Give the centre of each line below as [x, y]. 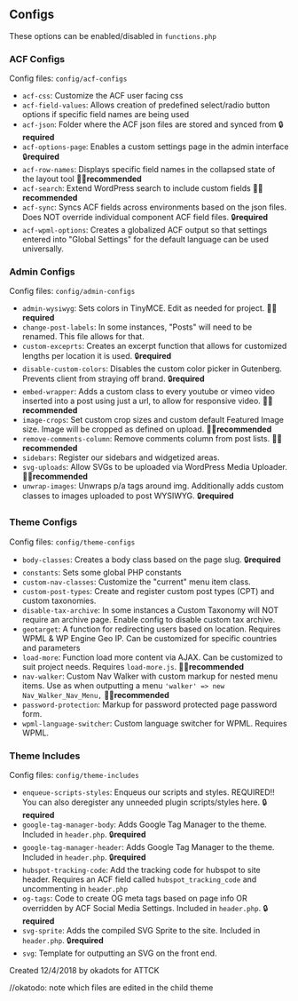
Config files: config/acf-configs [68, 78]
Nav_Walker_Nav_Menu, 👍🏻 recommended [96, 695]
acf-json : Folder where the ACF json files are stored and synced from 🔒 [153, 124]
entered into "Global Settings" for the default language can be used [145, 240]
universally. [43, 249]
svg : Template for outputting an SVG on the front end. [119, 953]
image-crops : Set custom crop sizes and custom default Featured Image [153, 420]
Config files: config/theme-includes [74, 775]
